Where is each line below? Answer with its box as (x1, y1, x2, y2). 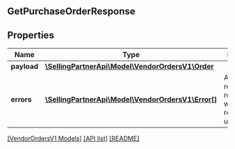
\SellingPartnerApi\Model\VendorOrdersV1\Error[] (45, 95, 218, 104)
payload (10, 62, 38, 72)
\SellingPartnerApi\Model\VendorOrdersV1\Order (45, 62, 214, 72)
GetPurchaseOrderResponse (7, 6, 136, 17)
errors (10, 95, 32, 104)
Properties (7, 29, 55, 41)
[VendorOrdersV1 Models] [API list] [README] (7, 134, 140, 143)
